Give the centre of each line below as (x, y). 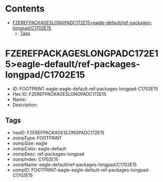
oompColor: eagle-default (39, 148)
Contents (25, 9)
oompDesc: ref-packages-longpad (48, 154)
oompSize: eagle (30, 143)
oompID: (21, 170)
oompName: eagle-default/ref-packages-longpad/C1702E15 (74, 164)
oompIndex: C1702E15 (35, 159)
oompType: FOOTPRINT (37, 138)
